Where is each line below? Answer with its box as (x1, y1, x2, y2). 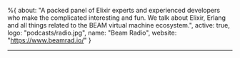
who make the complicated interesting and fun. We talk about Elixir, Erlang (7, 13, 226, 22)
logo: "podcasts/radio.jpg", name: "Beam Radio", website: (7, 28, 177, 37)
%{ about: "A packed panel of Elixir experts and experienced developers (7, 6, 220, 14)
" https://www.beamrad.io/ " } (7, 36, 91, 45)
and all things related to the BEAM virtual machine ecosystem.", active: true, (7, 21, 230, 29)
